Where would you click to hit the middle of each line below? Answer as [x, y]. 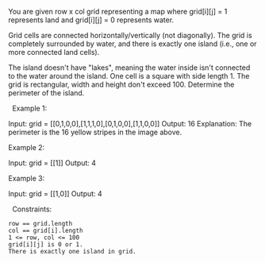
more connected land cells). [54, 52]
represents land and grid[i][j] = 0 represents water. [91, 20]
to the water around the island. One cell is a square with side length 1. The [129, 76]
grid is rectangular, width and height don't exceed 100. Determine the [121, 84]
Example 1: [29, 108]
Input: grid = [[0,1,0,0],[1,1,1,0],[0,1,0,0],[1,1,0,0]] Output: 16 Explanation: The [130, 124]
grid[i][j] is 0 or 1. [46, 245]
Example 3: [27, 178]
